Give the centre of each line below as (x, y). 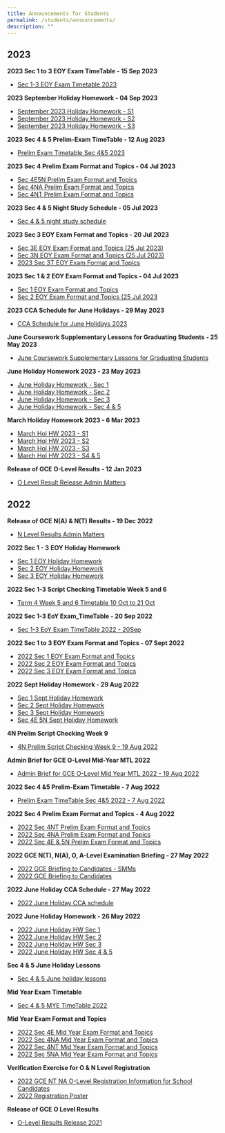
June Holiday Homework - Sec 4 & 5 (69, 407)
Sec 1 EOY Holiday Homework (59, 561)
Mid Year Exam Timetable (45, 992)
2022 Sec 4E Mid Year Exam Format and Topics (85, 1032)
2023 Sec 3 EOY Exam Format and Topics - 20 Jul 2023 (88, 235)
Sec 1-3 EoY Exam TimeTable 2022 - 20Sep (79, 629)
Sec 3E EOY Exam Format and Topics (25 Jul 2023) (90, 248)
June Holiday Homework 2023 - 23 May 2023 (74, 372)
